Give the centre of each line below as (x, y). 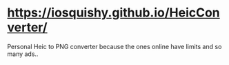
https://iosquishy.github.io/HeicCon (114, 13)
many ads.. (23, 54)
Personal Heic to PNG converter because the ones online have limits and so (114, 46)
